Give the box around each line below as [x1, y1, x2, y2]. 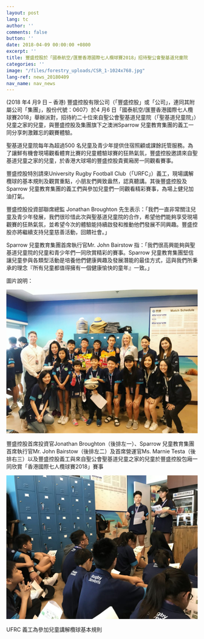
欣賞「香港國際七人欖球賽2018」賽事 [11, 463, 104, 471]
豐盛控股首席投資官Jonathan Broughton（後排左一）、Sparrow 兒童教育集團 [6, 440, 194, 447]
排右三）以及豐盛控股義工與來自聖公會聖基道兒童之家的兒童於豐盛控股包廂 [6, 455, 192, 463]
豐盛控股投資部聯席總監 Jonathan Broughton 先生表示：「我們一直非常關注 [6, 206, 191, 213]
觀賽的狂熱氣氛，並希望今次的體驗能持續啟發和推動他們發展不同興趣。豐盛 [6, 221, 192, 228]
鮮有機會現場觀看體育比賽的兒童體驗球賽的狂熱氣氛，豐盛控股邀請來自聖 [16, 150, 198, 157]
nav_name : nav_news [6, 80, 56, 86]
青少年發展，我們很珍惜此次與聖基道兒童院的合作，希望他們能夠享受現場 [16, 213, 198, 221]
